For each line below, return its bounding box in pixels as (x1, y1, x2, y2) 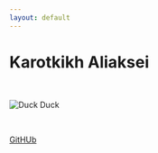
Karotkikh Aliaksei (9, 51, 150, 72)
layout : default (9, 13, 70, 22)
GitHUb (9, 134, 37, 145)
